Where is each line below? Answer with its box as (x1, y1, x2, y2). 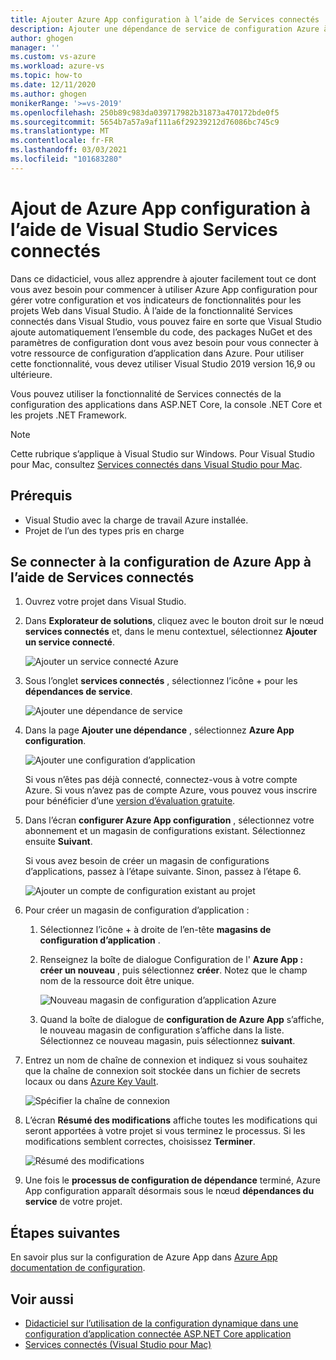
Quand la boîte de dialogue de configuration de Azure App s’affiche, (39, 1014, 325, 1026)
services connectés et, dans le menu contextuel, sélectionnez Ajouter (24, 626, 318, 638)
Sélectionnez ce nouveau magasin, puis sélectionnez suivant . (39, 1035, 296, 1047)
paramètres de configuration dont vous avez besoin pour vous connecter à (10, 336, 319, 348)
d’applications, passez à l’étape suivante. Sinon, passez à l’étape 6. (24, 866, 302, 878)
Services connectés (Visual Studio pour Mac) (24, 1338, 212, 1350)
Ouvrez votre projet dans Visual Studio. (24, 596, 187, 608)
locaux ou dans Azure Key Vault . (24, 1076, 159, 1088)
